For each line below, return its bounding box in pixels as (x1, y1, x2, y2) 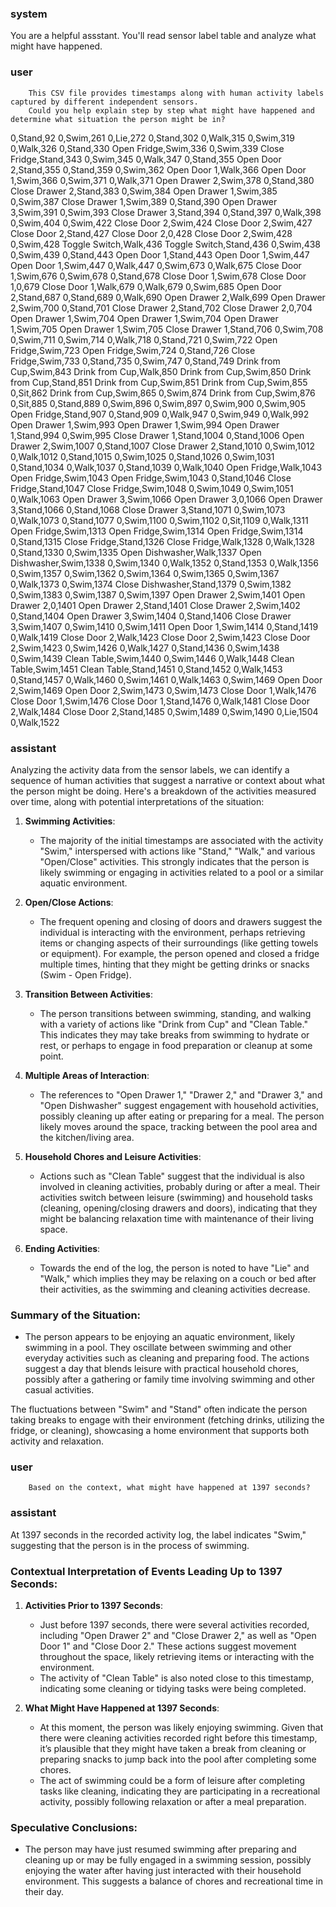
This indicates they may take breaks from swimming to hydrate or (39, 1028, 310, 1041)
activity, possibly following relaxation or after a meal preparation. (39, 1796, 307, 1808)
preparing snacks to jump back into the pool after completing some (39, 1753, 317, 1766)
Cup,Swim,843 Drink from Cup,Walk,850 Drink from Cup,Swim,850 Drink (10, 365, 312, 377)
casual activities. (24, 1384, 95, 1396)
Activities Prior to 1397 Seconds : (24, 1600, 163, 1612)
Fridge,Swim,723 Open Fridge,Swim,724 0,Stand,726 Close (10, 344, 256, 356)
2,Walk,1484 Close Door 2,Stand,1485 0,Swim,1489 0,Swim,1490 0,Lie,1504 (10, 705, 319, 717)
